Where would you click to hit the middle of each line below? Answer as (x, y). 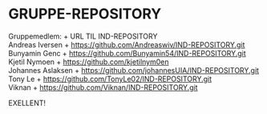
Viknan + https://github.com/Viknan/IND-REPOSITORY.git (103, 87)
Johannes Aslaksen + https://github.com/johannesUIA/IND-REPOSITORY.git (133, 70)
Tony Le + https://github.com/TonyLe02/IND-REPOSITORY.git (110, 79)
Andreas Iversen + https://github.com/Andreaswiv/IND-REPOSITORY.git (127, 44)
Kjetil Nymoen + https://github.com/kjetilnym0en (89, 62)
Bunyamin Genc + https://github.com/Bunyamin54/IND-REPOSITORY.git (127, 53)
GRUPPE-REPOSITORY (85, 14)
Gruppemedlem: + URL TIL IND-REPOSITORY (83, 36)
